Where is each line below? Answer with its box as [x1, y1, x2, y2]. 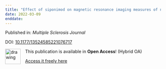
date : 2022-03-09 [5, 12, 41, 17]
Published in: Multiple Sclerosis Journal [5, 30, 85, 36]
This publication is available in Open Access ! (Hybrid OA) [25, 48, 142, 54]
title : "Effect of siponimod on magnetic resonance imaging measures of [5, 7, 158, 12]
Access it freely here [25, 58, 68, 64]
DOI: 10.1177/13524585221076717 [5, 39, 73, 45]
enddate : [5, 16, 23, 21]
